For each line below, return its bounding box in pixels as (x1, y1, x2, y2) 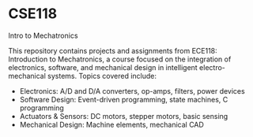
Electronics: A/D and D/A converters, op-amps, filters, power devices (19, 86, 245, 95)
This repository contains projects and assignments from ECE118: (8, 46, 217, 55)
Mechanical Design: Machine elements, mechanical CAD (19, 120, 204, 129)
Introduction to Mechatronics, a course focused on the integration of (8, 54, 232, 64)
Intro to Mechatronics (8, 31, 78, 40)
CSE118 (8, 5, 58, 23)
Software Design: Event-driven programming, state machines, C (19, 94, 228, 104)
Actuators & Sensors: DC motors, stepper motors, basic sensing (19, 111, 228, 120)
